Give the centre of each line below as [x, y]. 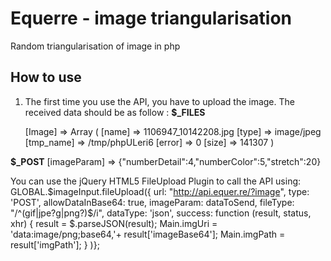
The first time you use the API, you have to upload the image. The [159, 101]
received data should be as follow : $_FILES [115, 112]
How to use [46, 77]
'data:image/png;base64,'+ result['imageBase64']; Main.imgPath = [148, 234]
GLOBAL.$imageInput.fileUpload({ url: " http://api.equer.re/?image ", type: [160, 191]
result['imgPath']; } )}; [55, 244]
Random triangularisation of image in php [95, 46]
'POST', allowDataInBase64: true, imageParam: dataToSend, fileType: [152, 202]
